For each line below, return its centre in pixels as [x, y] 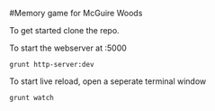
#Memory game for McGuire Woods [76, 13]
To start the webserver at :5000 [68, 48]
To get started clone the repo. [64, 30]
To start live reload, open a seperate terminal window [108, 81]
